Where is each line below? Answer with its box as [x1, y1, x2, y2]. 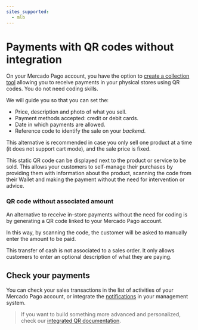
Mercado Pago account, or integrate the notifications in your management [6, 292, 188, 300]
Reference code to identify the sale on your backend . [14, 127, 146, 135]
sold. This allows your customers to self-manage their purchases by [6, 163, 173, 170]
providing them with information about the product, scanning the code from [6, 170, 192, 177]
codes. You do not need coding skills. [6, 85, 98, 93]
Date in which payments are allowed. [14, 121, 106, 129]
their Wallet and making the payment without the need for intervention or [6, 176, 185, 183]
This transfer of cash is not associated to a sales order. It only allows [6, 246, 175, 254]
